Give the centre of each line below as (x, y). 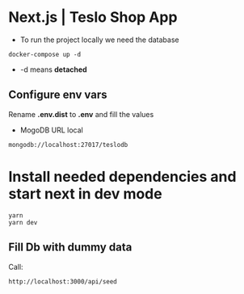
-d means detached (53, 69)
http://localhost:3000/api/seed (63, 281)
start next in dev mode (86, 193)
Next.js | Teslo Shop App (93, 17)
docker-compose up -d (45, 54)
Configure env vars (58, 95)
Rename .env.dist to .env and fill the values (81, 114)
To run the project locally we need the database (99, 40)
